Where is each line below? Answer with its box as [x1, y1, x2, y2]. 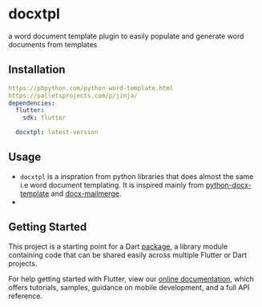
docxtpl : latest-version [15, 129, 99, 137]
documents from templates [8, 39, 98, 49]
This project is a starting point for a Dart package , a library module [8, 241, 228, 251]
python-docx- [205, 180, 252, 189]
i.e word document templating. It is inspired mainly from [19, 180, 204, 189]
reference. [8, 291, 42, 301]
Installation [8, 63, 66, 77]
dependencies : [8, 99, 56, 107]
